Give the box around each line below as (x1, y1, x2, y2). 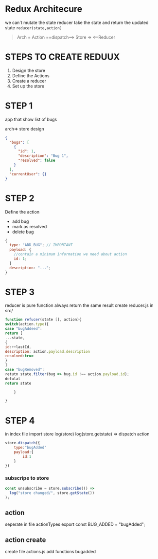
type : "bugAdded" (14, 445, 47, 450)
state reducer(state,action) (5, 24, 62, 30)
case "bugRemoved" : (5, 367, 45, 372)
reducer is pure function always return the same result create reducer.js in (5, 302, 154, 308)
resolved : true (5, 353, 34, 359)
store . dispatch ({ (5, 441, 40, 446)
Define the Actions (12, 72, 50, 79)
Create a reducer (12, 78, 47, 84)
